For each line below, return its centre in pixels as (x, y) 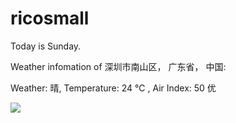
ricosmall (50, 18)
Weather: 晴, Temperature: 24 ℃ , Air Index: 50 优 (113, 88)
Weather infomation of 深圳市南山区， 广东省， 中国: (118, 66)
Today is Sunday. (46, 46)
